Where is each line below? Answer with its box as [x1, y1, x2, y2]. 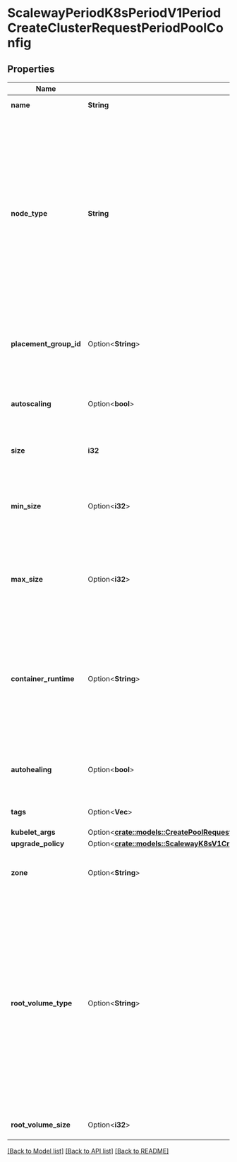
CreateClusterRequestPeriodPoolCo [7, 20, 224, 36]
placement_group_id [11, 339, 81, 348]
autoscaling [11, 399, 51, 408]
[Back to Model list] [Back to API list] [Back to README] [7, 1147, 169, 1155]
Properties [7, 63, 55, 75]
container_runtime [11, 674, 75, 683]
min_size [11, 501, 42, 510]
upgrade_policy [11, 839, 65, 848]
